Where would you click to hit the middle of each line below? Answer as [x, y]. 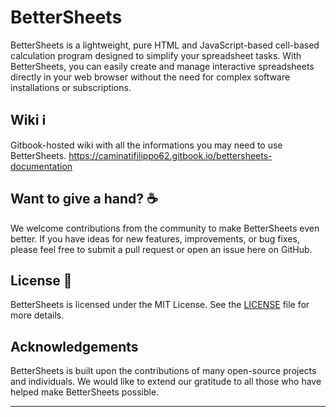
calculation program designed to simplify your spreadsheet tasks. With [156, 55]
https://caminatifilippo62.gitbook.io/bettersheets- [170, 155]
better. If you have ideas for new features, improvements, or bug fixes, [155, 238]
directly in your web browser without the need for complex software [150, 77]
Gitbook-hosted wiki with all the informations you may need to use [146, 145]
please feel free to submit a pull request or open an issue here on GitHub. [161, 249]
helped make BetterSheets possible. [85, 392]
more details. [37, 315]
